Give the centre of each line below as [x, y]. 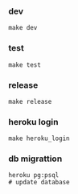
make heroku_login [39, 138]
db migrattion [35, 159]
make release [30, 101]
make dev [23, 28]
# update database [39, 183]
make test [25, 65]
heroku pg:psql [34, 175]
